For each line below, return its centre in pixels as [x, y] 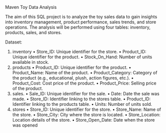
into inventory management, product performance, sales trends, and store [81, 22]
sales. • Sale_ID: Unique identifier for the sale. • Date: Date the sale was [86, 94]
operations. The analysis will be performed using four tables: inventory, [78, 27]
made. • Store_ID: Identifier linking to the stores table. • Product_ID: [82, 99]
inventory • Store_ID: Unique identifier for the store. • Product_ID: [79, 52]
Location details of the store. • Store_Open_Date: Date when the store [83, 120]
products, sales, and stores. [33, 32]
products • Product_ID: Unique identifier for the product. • [72, 67]
